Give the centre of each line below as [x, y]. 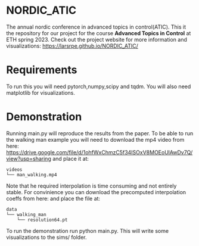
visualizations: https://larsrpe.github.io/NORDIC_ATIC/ [72, 46]
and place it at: [71, 158]
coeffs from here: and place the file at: [53, 198]
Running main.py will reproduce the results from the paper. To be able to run [100, 133]
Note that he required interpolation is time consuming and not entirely [91, 186]
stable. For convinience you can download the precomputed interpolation [96, 192]
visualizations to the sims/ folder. [46, 237]
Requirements [42, 70]
